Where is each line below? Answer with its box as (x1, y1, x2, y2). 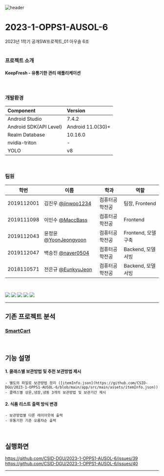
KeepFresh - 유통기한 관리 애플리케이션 (5, 70, 81, 76)
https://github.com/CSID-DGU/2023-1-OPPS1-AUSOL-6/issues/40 (5, 460, 138, 466)
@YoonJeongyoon (43, 236, 87, 243)
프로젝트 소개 (5, 57, 34, 64)
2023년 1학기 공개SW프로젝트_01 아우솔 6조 (5, 38, 89, 44)
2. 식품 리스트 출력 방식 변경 (5, 401, 58, 407)
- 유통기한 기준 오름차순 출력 (5, 418, 57, 423)
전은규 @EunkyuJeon (43, 266, 92, 273)
